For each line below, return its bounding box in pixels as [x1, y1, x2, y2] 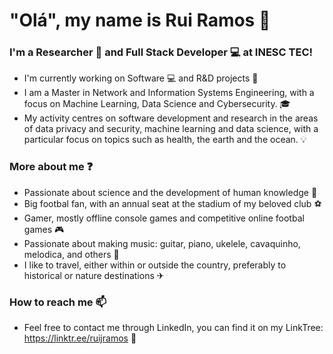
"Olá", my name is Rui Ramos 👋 [9, 9, 271, 32]
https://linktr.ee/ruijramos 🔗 [23, 332, 137, 344]
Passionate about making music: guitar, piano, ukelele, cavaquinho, [23, 237, 301, 249]
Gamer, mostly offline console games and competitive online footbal [23, 212, 305, 224]
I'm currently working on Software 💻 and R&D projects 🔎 [23, 72, 259, 84]
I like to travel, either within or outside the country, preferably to [23, 259, 287, 271]
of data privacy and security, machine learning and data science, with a [23, 123, 319, 135]
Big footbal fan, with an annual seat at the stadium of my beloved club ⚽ [23, 197, 322, 209]
